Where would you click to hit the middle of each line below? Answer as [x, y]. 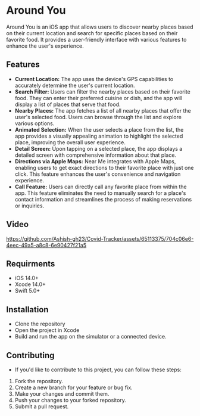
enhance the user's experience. [45, 46]
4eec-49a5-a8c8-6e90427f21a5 [46, 245]
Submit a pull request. [42, 406]
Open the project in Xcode [47, 330]
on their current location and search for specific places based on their [92, 33]
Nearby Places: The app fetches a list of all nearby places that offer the [103, 110]
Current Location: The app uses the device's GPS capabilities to [94, 79]
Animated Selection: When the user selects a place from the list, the [99, 129]
